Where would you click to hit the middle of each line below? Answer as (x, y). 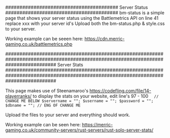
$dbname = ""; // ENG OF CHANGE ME (43, 106)
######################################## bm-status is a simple (85, 13)
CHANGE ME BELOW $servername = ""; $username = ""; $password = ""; (79, 101)
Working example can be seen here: (43, 125)
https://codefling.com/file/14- (120, 91)
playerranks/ (19, 96)
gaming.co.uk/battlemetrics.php (39, 44)
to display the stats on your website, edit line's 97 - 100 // (96, 96)
